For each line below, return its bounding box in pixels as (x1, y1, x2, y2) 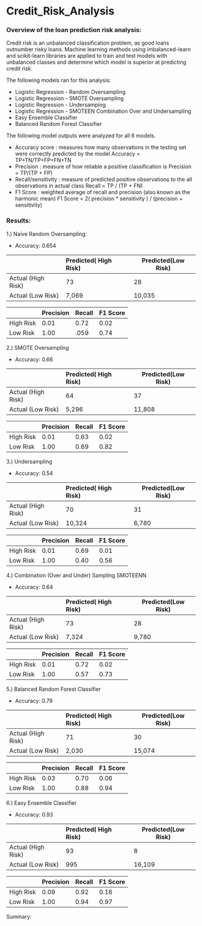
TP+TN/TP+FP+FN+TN (14, 157, 72, 164)
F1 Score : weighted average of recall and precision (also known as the (14, 189, 191, 196)
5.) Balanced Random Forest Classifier (6, 685, 101, 693)
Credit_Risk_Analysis (6, 4, 115, 18)
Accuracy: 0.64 (14, 583, 54, 590)
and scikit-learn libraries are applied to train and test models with (6, 52, 167, 60)
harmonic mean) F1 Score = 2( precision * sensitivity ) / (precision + (14, 195, 183, 203)
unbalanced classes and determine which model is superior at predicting (6, 58, 186, 66)
